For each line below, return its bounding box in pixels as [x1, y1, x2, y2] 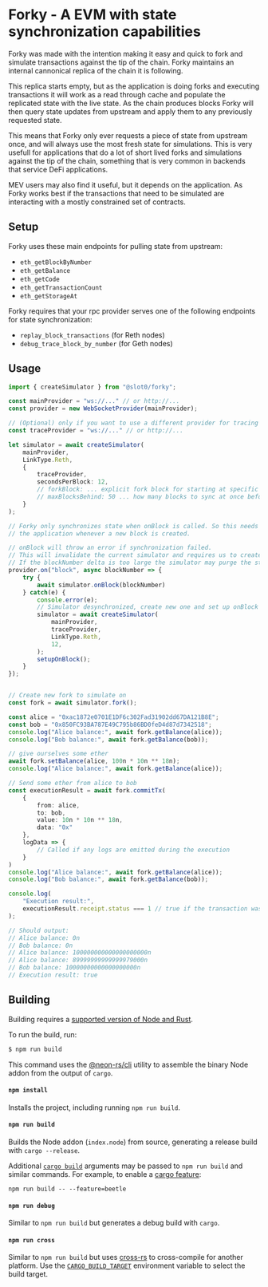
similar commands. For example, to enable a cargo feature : [8, 1170, 202, 1179]
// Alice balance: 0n [8, 934, 81, 942]
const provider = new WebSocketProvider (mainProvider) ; [8, 405, 198, 413]
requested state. [8, 115, 62, 124]
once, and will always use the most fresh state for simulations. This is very [8, 139, 253, 148]
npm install [8, 1087, 48, 1095]
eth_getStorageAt [19, 292, 78, 300]
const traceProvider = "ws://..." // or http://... [8, 427, 183, 435]
